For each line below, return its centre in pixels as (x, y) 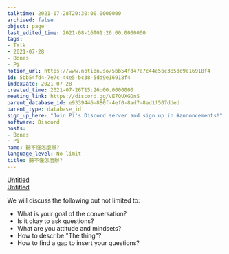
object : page (26, 26)
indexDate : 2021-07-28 (40, 84)
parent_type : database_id (44, 109)
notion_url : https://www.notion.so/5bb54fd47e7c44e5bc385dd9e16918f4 (109, 71)
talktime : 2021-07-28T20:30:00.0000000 (64, 13)
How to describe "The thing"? (59, 235)
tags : (15, 39)
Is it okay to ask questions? (55, 221)
